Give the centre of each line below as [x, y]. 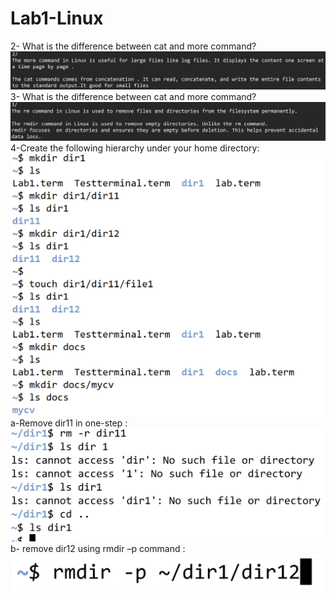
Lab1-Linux [57, 18]
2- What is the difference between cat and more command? [133, 46]
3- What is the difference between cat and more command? [133, 97]
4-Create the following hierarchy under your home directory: [135, 148]
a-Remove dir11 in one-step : [69, 423]
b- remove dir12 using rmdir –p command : [98, 549]
